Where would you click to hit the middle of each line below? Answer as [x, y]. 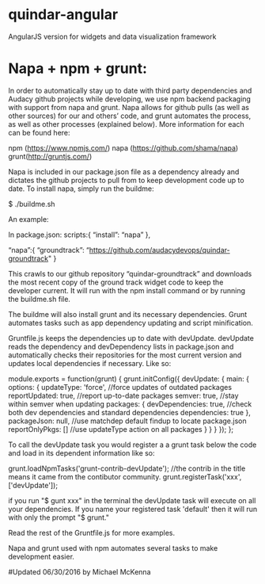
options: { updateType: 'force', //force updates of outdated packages [120, 387]
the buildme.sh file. [40, 299]
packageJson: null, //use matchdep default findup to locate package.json [127, 421]
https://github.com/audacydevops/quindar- [160, 250]
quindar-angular [63, 15]
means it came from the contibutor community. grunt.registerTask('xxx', [125, 476]
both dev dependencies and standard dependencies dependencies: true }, [129, 412]
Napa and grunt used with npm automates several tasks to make [113, 548]
